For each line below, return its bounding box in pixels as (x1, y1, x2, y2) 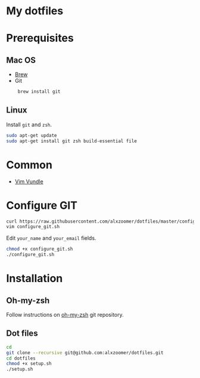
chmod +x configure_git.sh (6, 246, 73, 252)
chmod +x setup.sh (6, 361, 52, 367)
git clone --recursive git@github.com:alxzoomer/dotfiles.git (6, 349, 164, 355)
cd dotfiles (6, 355, 36, 361)
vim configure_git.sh (6, 224, 60, 230)
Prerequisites (6, 32, 74, 45)
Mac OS (6, 55, 36, 65)
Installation (6, 272, 63, 285)
